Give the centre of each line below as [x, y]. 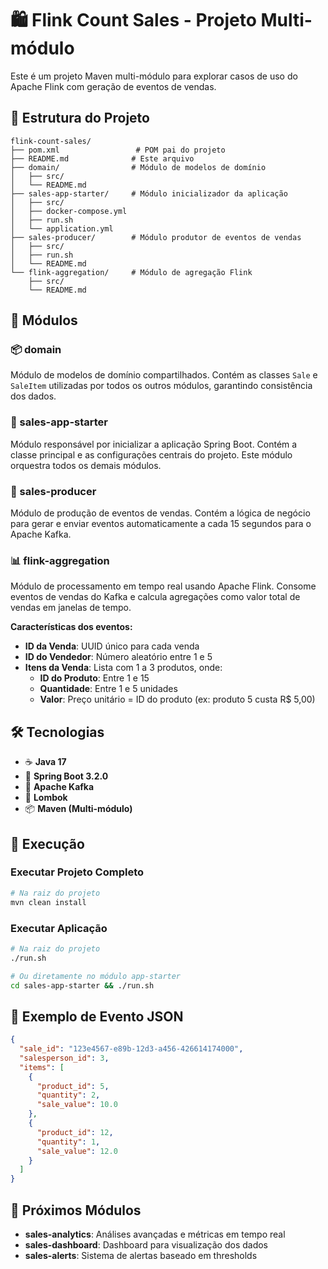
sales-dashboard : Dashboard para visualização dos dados [146, 1245]
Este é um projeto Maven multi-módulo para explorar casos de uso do [154, 76]
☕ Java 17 [45, 762]
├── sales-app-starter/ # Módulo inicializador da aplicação [149, 193]
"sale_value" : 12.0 [77, 1151]
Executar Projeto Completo [77, 872]
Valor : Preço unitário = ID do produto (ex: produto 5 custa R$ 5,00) [177, 699]
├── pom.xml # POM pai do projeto [118, 150]
